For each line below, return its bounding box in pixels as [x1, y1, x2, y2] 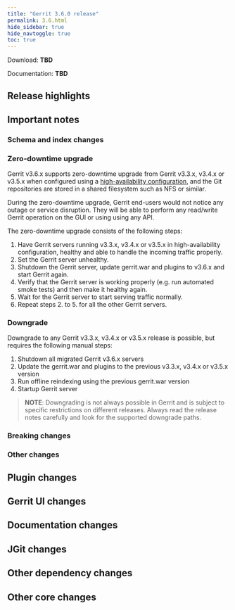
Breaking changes [7, 431, 71, 440]
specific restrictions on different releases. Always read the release [24, 406, 217, 414]
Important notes [7, 113, 80, 125]
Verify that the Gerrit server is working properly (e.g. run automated [17, 278, 215, 286]
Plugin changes [7, 471, 77, 483]
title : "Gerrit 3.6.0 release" [7, 10, 99, 18]
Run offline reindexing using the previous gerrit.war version [17, 377, 190, 386]
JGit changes [7, 543, 67, 555]
